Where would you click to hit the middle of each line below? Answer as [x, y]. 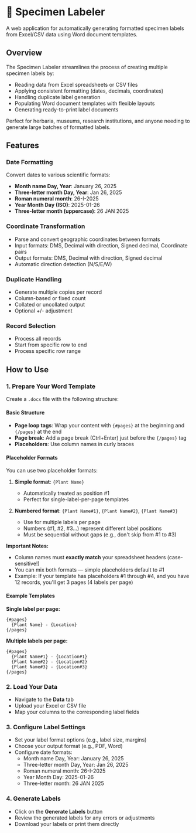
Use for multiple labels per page [62, 522]
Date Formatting [30, 162]
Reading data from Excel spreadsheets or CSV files [76, 84]
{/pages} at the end [38, 432]
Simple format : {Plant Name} [49, 482]
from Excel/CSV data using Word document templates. [72, 34]
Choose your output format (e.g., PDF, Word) [68, 746]
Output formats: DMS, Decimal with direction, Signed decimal [88, 258]
